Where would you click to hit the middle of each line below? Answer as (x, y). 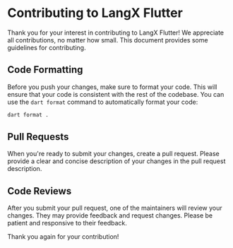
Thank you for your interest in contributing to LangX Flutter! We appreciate (116, 33)
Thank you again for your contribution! (63, 237)
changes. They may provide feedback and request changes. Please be (110, 215)
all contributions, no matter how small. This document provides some (108, 40)
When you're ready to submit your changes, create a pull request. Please (114, 154)
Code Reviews (40, 191)
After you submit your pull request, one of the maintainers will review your (115, 208)
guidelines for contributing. (47, 47)
